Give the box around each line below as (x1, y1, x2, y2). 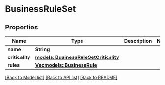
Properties (5, 23, 38, 31)
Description (124, 38, 152, 44)
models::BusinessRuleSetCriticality (35, 54, 119, 60)
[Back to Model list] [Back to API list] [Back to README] (5, 75, 118, 80)
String (35, 46, 50, 53)
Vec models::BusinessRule (35, 62, 97, 68)
